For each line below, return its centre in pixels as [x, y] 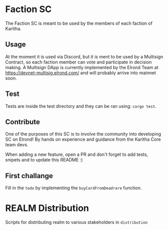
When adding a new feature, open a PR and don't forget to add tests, [77, 154]
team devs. [17, 145]
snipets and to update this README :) [44, 160]
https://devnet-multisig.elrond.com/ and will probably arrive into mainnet [81, 73]
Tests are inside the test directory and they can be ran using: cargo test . [81, 106]
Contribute [23, 122]
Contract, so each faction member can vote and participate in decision [79, 62]
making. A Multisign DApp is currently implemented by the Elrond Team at [82, 67]
